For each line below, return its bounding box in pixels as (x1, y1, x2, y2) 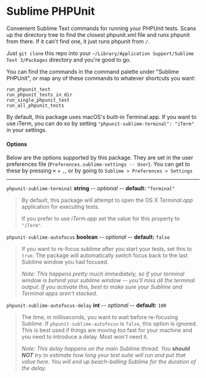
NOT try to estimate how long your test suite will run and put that (21, 352, 186, 359)
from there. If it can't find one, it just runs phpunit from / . (6, 37, 150, 45)
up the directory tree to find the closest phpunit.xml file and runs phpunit (6, 31, 190, 38)
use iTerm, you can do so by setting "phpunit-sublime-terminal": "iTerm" (6, 120, 194, 127)
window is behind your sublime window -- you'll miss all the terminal (21, 277, 195, 284)
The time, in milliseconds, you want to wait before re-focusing (21, 314, 178, 321)
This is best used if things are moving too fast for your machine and (21, 326, 193, 334)
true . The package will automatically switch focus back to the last (21, 252, 188, 259)
